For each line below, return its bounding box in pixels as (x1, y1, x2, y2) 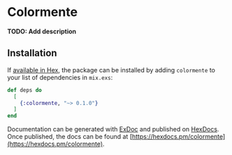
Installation (7, 47, 57, 59)
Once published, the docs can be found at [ (7, 133, 133, 141)
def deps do (7, 86, 42, 94)
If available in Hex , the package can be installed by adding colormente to (7, 65, 215, 74)
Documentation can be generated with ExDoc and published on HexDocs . (7, 125, 219, 133)
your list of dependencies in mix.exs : (7, 73, 113, 81)
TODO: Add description (7, 27, 77, 35)
